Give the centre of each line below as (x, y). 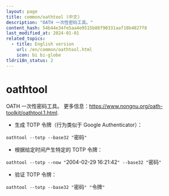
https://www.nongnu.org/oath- (126, 106)
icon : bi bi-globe (39, 55)
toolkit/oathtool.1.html (32, 113)
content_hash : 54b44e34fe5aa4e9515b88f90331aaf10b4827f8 (77, 28)
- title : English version (43, 44)
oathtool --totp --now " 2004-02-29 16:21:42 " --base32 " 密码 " (84, 162)
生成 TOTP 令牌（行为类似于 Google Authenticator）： (78, 125)
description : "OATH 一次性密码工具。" (50, 22)
